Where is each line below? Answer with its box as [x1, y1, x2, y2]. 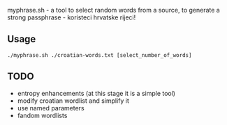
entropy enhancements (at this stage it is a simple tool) [17, 89, 176, 97]
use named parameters [17, 103, 85, 112]
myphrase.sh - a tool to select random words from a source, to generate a [7, 6, 220, 14]
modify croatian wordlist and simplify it [17, 97, 129, 105]
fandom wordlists [17, 111, 68, 119]
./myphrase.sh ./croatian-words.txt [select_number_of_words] [7, 51, 192, 58]
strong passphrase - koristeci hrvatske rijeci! [7, 13, 136, 22]
